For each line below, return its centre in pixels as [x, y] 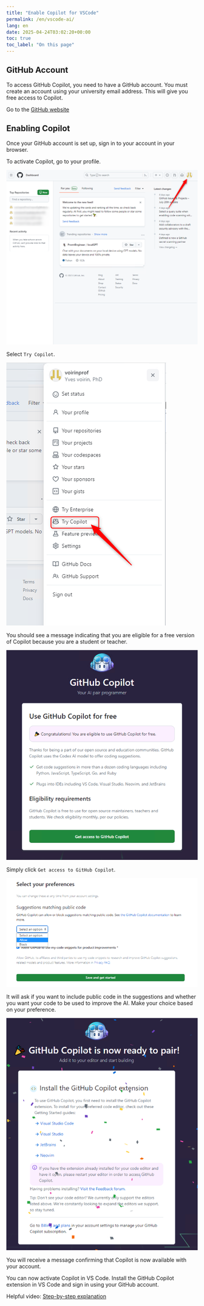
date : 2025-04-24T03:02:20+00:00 [49, 32]
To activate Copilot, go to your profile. [54, 161]
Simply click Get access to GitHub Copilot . [61, 869]
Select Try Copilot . [31, 354]
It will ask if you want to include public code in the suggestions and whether [101, 996]
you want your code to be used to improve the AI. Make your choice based [100, 1003]
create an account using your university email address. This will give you [97, 91]
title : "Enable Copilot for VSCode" [53, 13]
